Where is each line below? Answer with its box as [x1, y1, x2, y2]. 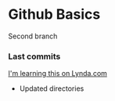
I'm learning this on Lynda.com [8, 69, 108, 78]
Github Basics [8, 5, 101, 23]
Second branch [8, 31, 58, 41]
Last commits [8, 51, 61, 62]
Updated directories [19, 84, 84, 93]
